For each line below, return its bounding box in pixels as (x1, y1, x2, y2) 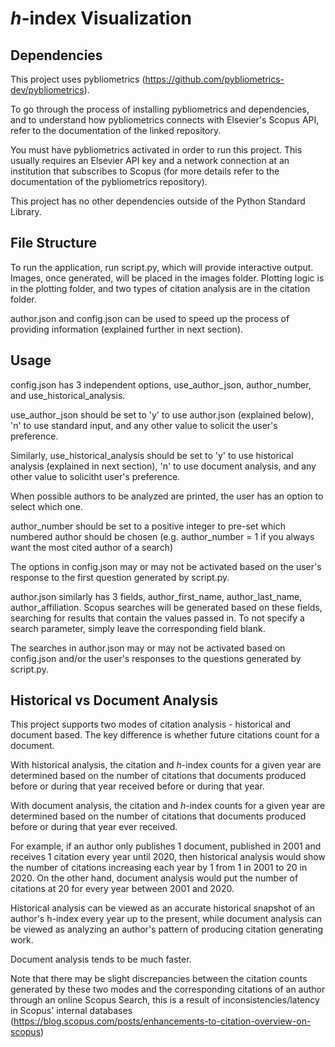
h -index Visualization (10, 7, 192, 30)
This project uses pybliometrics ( (10, 73, 146, 85)
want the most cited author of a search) (10, 541, 174, 553)
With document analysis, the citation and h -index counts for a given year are (10, 800, 326, 812)
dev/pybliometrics (10, 84, 85, 96)
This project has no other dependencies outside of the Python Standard (10, 195, 306, 207)
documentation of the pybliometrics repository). (10, 176, 208, 187)
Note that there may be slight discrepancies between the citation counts (10, 973, 308, 985)
